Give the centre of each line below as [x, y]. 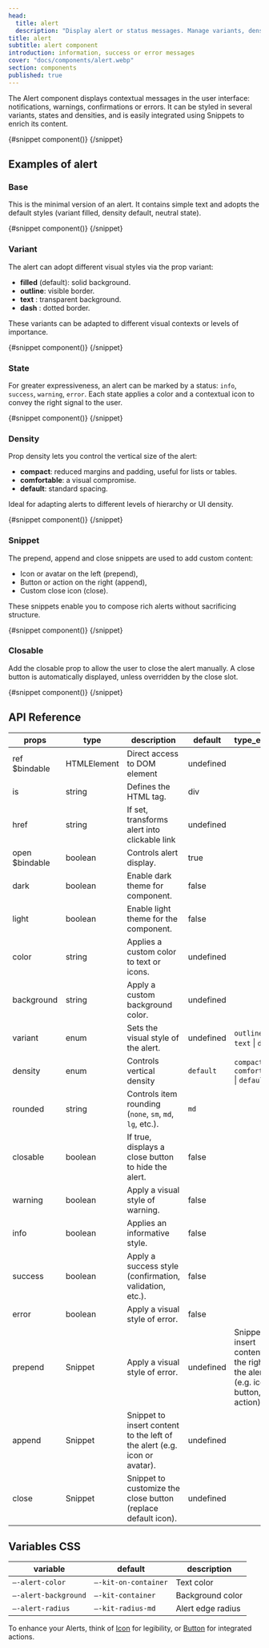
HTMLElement [92, 763]
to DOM [141, 763]
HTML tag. [147, 796]
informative [148, 1232]
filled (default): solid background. [75, 282]
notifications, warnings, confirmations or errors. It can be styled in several [130, 107]
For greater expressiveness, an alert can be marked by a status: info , [123, 385]
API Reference [45, 717]
